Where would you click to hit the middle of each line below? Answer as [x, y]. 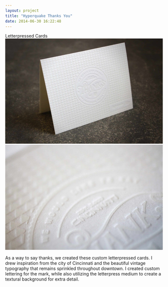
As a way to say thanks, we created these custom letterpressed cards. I [79, 257]
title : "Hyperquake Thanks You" [39, 16]
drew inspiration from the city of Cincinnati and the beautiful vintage [75, 263]
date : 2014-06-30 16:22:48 [33, 21]
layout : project [22, 11]
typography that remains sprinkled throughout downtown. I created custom [82, 268]
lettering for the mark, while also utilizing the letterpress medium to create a [83, 273]
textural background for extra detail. [42, 279]
